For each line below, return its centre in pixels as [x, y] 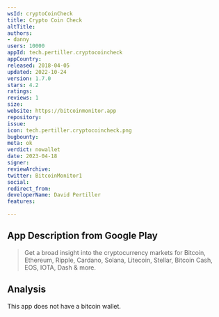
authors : [20, 33]
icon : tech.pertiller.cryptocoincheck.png [70, 130]
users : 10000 [26, 46]
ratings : [20, 91]
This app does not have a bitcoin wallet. [64, 306]
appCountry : [24, 59]
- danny [18, 40]
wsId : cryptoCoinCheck [40, 14]
